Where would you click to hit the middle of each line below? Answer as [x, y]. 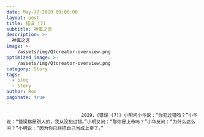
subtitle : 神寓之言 [29, 29]
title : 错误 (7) [26, 23]
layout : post [23, 18]
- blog [20, 80]
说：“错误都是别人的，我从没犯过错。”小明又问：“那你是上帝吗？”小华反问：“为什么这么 [101, 122]
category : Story [27, 69]
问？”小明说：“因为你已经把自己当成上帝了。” [55, 128]
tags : [13, 75]
